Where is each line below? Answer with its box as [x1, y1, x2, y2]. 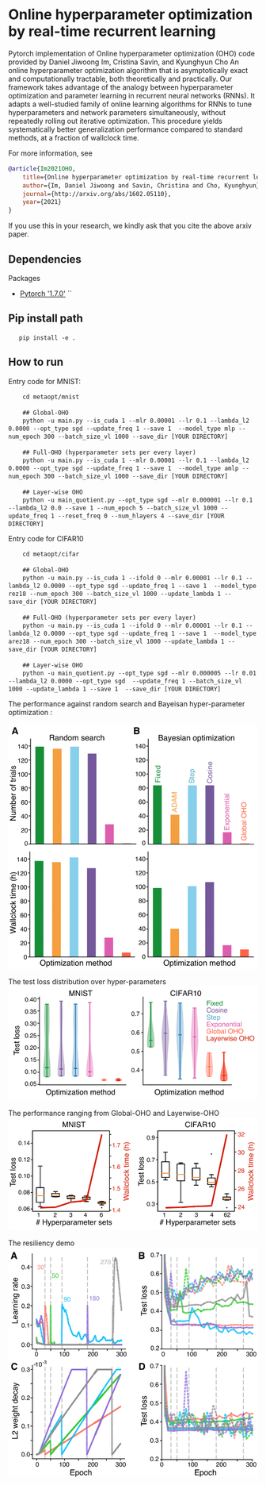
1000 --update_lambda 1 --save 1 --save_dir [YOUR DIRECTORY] [8, 685, 222, 693]
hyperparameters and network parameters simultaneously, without [8, 107, 226, 117]
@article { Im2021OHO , [8, 164, 77, 172]
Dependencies [8, 252, 82, 266]
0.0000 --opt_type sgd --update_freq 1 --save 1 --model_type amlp [8, 464, 239, 472]
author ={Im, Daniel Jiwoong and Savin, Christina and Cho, [22, 181, 222, 190]
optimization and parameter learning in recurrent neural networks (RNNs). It [8, 90, 256, 100]
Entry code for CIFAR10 [8, 533, 85, 543]
